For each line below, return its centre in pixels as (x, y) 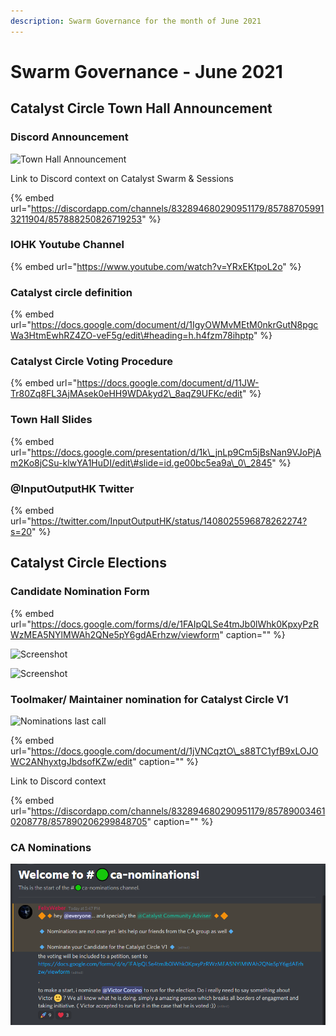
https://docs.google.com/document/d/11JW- (168, 383)
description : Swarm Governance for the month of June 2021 (136, 21)
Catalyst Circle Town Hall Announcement (141, 108)
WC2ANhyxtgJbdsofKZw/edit (71, 761)
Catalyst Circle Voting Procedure (91, 362)
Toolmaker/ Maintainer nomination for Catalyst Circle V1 (149, 699)
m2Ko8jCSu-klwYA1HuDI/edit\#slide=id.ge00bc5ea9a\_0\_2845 (141, 462)
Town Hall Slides (51, 420)
